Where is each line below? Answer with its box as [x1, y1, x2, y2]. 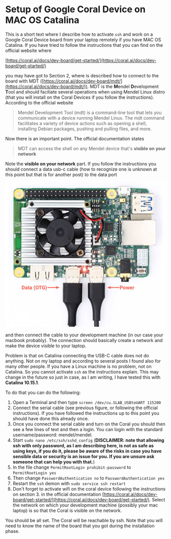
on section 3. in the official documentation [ [12, 491, 104, 497]
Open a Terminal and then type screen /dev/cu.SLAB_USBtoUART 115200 [12, 400, 161, 406]
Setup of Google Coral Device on [5, 4, 146, 15]
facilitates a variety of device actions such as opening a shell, [17, 120, 147, 126]
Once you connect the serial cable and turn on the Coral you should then [12, 421, 165, 427]
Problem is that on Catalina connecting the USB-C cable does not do [5, 353, 149, 359]
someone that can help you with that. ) [12, 459, 95, 465]
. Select [149, 497, 165, 503]
